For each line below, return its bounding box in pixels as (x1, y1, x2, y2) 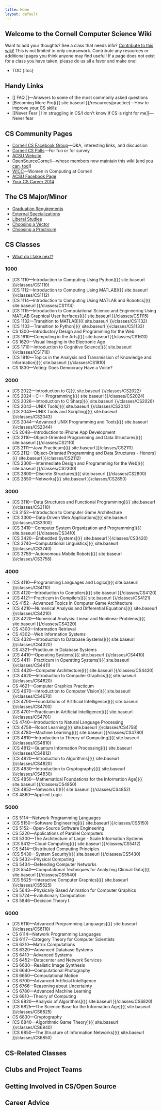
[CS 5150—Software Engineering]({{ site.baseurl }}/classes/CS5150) (12, 820, 149, 826)
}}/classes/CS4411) (12, 662, 50, 668)
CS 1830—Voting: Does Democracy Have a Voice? (12, 364, 113, 370)
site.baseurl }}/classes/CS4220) (12, 621, 77, 627)
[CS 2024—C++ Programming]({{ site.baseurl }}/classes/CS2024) (12, 393, 145, 399)
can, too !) (12, 163, 32, 169)
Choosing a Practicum (12, 226, 57, 232)
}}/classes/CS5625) (12, 882, 52, 888)
